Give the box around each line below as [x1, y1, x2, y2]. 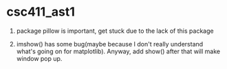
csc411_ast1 [6, 4, 75, 20]
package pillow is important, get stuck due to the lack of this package [16, 27, 214, 35]
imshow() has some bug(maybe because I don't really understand [16, 40, 204, 48]
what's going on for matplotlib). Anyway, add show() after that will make [16, 47, 221, 55]
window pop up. [16, 54, 63, 62]
